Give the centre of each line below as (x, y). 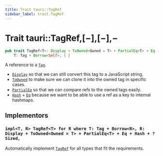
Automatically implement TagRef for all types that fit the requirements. (74, 148)
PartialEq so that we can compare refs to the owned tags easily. (77, 90)
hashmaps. (23, 100)
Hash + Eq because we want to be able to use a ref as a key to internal (81, 95)
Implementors (27, 115)
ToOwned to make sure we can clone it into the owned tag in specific (79, 79)
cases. (19, 85)
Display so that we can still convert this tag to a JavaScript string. (78, 74)
